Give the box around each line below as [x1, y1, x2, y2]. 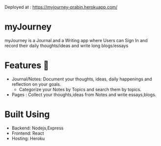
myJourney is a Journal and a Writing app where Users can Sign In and [4, 37, 148, 43]
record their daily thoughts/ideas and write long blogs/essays [4, 43, 128, 49]
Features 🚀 [4, 60, 49, 71]
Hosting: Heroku [11, 135, 45, 141]
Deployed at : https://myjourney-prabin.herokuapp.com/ [4, 4, 118, 10]
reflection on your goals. [11, 81, 62, 87]
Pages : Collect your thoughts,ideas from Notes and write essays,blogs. [11, 92, 157, 97]
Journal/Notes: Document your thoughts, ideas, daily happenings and [11, 76, 152, 82]
